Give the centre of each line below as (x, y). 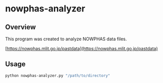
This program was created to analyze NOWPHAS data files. (66, 39)
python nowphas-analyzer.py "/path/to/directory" (58, 76)
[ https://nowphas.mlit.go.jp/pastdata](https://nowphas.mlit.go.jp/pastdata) (81, 48)
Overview (21, 27)
